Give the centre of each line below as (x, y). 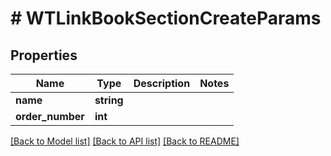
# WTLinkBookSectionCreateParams (166, 18)
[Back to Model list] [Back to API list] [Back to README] (125, 141)
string (109, 100)
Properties (44, 55)
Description (162, 83)
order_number (50, 116)
